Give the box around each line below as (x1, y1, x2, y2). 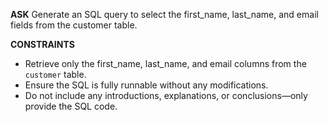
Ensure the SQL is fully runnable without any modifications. (24, 79, 269, 91)
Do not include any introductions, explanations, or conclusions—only (24, 90, 308, 101)
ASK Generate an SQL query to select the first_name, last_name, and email (10, 9, 319, 20)
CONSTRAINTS (10, 39, 75, 50)
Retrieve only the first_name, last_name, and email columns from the (24, 58, 307, 69)
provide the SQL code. (24, 100, 118, 112)
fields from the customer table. (10, 19, 138, 31)
